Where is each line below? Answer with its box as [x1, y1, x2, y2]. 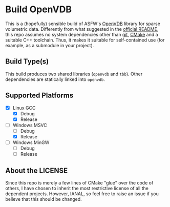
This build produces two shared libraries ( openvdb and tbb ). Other [5, 71, 143, 77]
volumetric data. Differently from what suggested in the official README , [5, 26, 159, 32]
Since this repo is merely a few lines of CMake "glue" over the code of [5, 179, 154, 185]
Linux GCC [12, 105, 36, 111]
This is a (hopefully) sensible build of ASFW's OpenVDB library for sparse [5, 20, 160, 27]
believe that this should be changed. [5, 196, 82, 202]
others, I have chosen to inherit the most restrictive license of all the [5, 185, 148, 191]
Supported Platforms [5, 91, 74, 100]
